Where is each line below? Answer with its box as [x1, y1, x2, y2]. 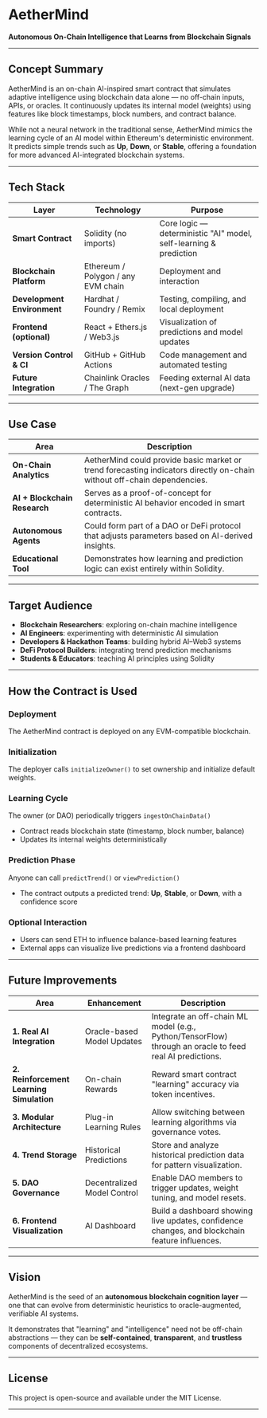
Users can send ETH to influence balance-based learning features [19, 935, 237, 945]
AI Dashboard [84, 1220, 137, 1231]
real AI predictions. [151, 1051, 222, 1062]
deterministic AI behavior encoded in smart [83, 497, 245, 509]
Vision [8, 1271, 41, 1284]
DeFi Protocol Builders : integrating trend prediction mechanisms [19, 646, 232, 655]
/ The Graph [83, 382, 130, 393]
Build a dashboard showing [151, 1205, 253, 1216]
